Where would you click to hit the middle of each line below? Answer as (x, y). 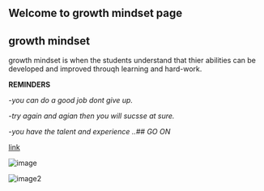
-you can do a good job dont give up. (71, 100)
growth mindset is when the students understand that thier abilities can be (132, 61)
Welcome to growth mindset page (96, 13)
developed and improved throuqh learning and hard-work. (105, 69)
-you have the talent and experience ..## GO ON (89, 132)
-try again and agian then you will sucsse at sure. (92, 116)
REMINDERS (30, 85)
